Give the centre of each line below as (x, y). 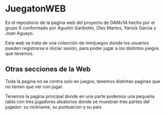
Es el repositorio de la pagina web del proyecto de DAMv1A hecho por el (80, 22)
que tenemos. (20, 53)
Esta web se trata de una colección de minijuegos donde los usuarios (77, 42)
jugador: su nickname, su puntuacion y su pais (54, 107)
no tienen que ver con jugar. (34, 86)
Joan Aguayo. (20, 33)
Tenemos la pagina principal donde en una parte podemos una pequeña (80, 96)
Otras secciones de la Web (48, 69)
